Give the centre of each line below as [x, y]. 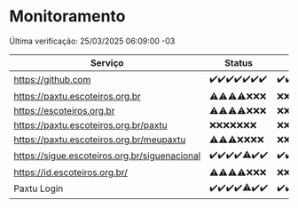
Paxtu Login [39, 188]
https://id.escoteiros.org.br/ [71, 172]
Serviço [107, 62]
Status [239, 62]
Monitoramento [67, 16]
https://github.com [52, 80]
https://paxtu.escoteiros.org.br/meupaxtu [100, 140]
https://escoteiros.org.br [64, 110]
